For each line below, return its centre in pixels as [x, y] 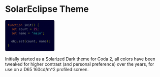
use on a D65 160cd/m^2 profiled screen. [47, 69]
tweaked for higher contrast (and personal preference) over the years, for [80, 64]
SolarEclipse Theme [47, 9]
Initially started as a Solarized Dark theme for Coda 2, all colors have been [80, 59]
